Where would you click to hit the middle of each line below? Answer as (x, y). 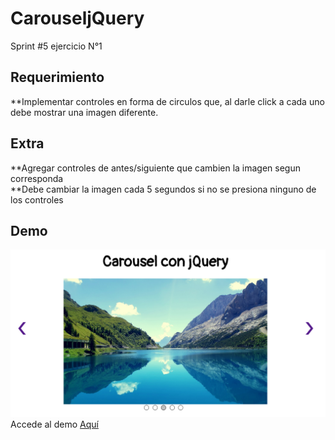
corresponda (37, 178)
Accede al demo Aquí (54, 424)
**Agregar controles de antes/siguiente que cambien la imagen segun (155, 168)
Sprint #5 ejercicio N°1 (56, 46)
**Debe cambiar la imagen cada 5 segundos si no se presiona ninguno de (163, 189)
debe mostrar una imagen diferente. (84, 112)
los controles (37, 199)
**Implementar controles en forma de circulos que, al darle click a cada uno (167, 101)
